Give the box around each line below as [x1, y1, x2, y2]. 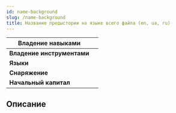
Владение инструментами [9, 49, 90, 58]
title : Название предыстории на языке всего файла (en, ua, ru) [6, 20, 171, 26]
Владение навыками [17, 39, 81, 47]
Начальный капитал [9, 79, 70, 87]
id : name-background [6, 8, 58, 15]
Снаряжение [9, 69, 48, 77]
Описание [6, 99, 46, 109]
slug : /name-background [6, 14, 66, 20]
